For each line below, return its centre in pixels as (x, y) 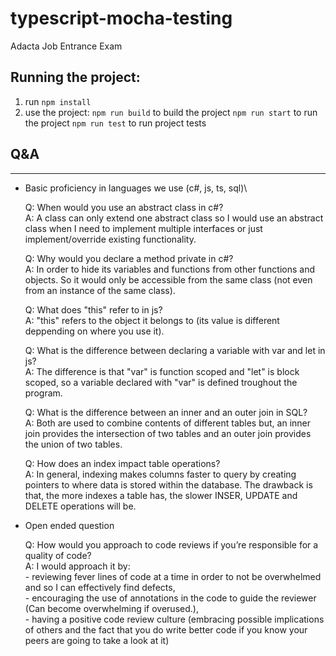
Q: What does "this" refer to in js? (93, 309)
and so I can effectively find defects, (100, 587)
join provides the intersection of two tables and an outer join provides (168, 433)
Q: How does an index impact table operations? (122, 463)
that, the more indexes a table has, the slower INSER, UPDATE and (161, 495)
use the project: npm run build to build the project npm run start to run (171, 112)
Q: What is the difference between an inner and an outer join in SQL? (166, 412)
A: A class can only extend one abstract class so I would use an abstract (174, 218)
